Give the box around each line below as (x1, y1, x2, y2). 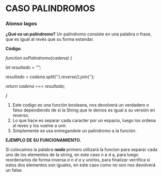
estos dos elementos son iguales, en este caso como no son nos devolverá (5, 162, 156, 168)
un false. (5, 167, 23, 173)
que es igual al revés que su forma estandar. (5, 36, 94, 42)
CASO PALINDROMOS (5, 3, 95, 14)
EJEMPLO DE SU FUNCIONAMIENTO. (5, 137, 81, 143)
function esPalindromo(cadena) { (5, 55, 72, 61)
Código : (5, 46, 22, 51)
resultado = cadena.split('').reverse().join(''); (5, 74, 95, 80)
